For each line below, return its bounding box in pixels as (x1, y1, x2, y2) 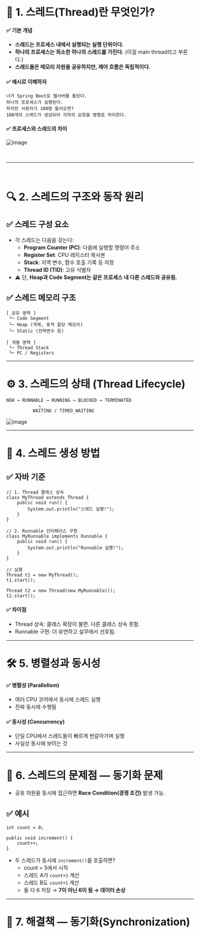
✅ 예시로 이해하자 (6, 78, 47, 85)
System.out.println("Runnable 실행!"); (27, 545, 124, 551)
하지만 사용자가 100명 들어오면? (6, 105, 74, 111)
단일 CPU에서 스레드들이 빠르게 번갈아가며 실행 (14, 733, 125, 740)
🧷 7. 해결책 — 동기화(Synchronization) (6, 916, 190, 929)
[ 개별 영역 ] (6, 339, 36, 346)
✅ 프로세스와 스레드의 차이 (6, 125, 67, 132)
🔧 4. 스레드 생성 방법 (6, 446, 100, 460)
